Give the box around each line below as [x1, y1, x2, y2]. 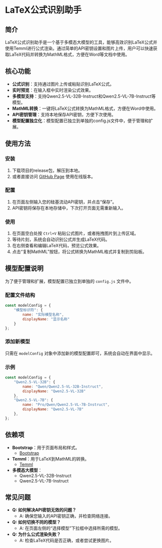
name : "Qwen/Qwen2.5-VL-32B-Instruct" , [22, 384, 104, 389]
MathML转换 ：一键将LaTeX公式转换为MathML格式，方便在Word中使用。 [12, 105, 158, 111]
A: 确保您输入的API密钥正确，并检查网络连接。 [19, 513, 113, 519]
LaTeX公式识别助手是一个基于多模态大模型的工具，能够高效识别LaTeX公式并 [5, 40, 158, 45]
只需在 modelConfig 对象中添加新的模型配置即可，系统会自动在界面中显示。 [5, 350, 155, 356]
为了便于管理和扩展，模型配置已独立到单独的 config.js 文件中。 [5, 278, 134, 284]
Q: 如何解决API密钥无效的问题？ [12, 507, 77, 513]
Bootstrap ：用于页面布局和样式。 [12, 444, 80, 450]
